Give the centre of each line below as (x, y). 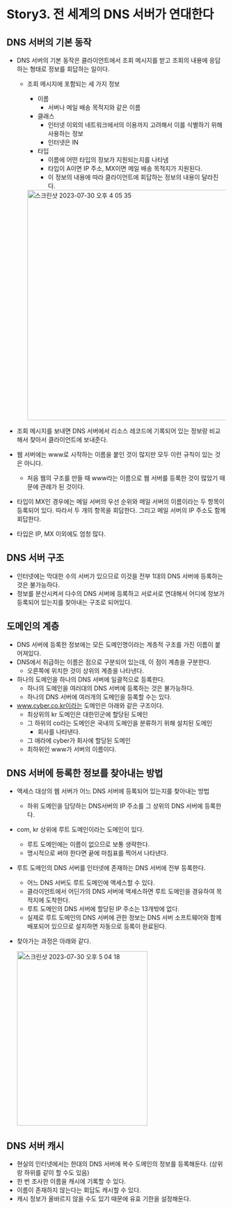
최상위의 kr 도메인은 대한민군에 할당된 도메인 (87, 714)
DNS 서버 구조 (35, 558)
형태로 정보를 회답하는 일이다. (70, 69)
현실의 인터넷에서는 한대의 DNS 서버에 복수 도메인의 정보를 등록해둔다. (112, 1164)
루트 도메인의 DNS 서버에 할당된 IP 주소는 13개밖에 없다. (103, 909)
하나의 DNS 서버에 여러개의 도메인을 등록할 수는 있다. (99, 697)
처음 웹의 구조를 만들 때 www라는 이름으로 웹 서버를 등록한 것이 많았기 (122, 478)
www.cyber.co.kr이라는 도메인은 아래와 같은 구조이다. (90, 705)
